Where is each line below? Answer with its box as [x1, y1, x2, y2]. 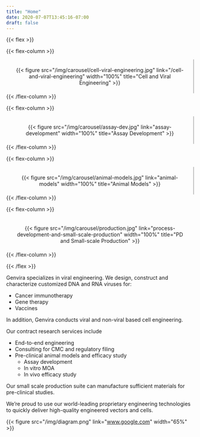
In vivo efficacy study [23, 371, 77, 378]
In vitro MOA [23, 364, 55, 372]
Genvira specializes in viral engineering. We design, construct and [6, 274, 168, 282]
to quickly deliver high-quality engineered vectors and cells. [6, 407, 154, 414]
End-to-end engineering [14, 339, 74, 347]
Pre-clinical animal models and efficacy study [14, 352, 127, 359]
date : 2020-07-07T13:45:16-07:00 [6, 14, 89, 20]
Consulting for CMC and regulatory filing [14, 346, 115, 353]
